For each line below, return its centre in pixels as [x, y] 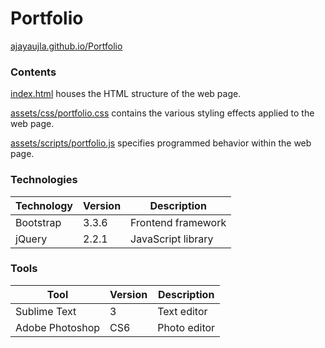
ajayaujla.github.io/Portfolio [66, 46]
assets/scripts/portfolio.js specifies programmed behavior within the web [161, 143]
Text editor [182, 311]
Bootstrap [38, 222]
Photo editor [186, 327]
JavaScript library [172, 239]
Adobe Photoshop [58, 327]
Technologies [44, 180]
